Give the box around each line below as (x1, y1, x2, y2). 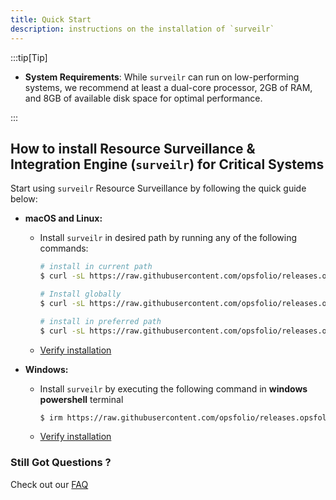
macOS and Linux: (24, 212, 103, 225)
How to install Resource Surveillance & (10, 140, 256, 157)
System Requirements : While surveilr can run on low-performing (24, 71, 300, 83)
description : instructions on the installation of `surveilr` (10, 24, 275, 34)
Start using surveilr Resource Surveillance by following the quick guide (10, 182, 307, 195)
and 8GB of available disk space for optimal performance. (24, 92, 263, 104)
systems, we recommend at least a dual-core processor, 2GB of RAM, (24, 81, 313, 93)
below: (10, 193, 38, 205)
